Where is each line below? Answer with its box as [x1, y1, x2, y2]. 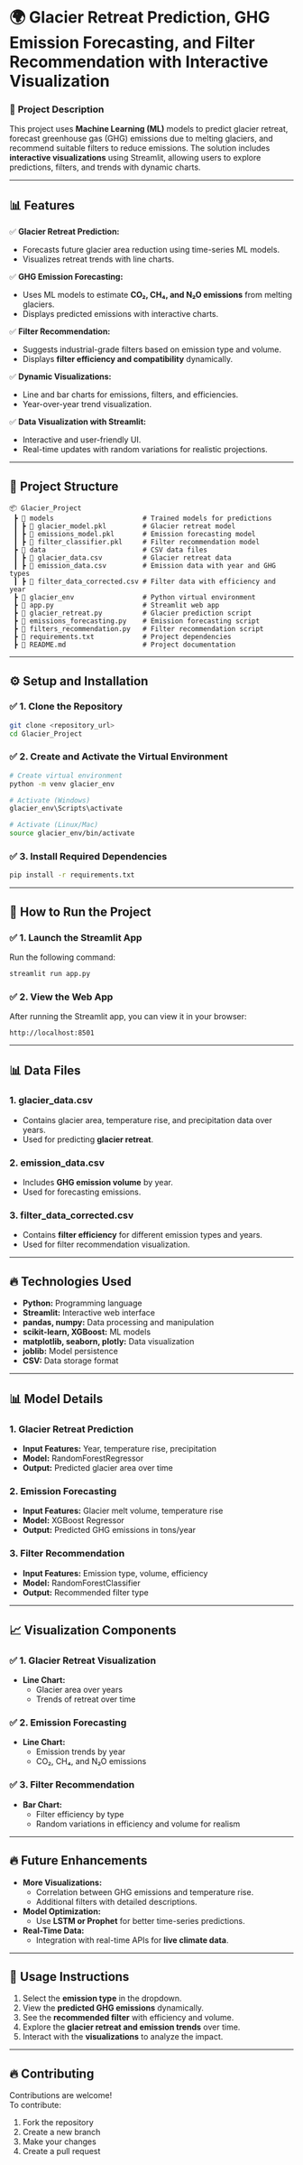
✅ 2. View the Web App [9, 990, 114, 1003]
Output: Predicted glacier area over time [22, 1462, 174, 1473]
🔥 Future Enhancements [9, 1853, 148, 1869]
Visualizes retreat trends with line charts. [22, 254, 174, 265]
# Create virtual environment [9, 771, 124, 780]
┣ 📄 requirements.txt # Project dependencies [13, 633, 232, 642]
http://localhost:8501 [9, 1028, 95, 1038]
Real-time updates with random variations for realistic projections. [22, 444, 268, 455]
